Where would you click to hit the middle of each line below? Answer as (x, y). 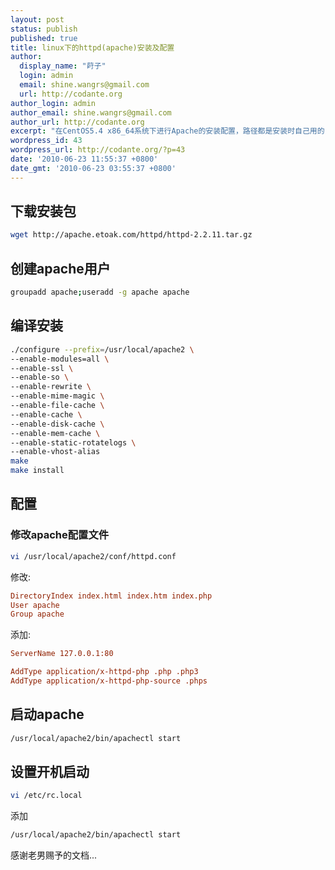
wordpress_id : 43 (46, 141)
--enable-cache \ (46, 414)
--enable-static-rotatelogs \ (73, 442)
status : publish (44, 29)
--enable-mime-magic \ (57, 396)
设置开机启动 (50, 771)
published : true (44, 38)
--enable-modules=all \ (60, 359)
